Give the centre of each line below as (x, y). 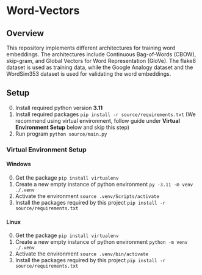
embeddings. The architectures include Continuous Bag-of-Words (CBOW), (101, 54)
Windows (19, 164)
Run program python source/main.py (61, 134)
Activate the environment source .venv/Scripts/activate (87, 196)
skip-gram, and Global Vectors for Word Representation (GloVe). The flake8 (101, 61)
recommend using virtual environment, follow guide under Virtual (97, 120)
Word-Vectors (43, 11)
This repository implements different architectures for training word (91, 48)
